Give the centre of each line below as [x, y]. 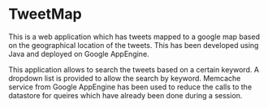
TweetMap [45, 14]
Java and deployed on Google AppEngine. [79, 54]
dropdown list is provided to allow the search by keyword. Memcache [125, 78]
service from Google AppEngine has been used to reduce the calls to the [130, 87]
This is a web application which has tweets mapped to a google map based [134, 37]
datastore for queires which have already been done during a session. [125, 95]
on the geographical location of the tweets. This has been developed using [134, 45]
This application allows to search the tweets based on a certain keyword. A [134, 69]
